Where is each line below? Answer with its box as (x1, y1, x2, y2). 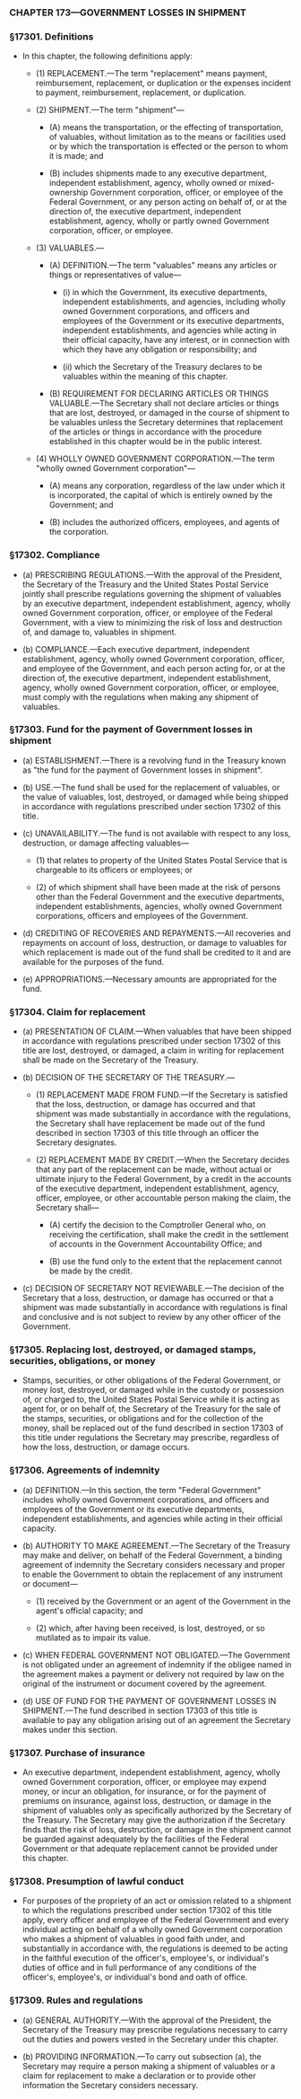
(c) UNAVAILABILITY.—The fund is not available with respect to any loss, (21, 827, 291, 838)
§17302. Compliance (9, 549, 100, 562)
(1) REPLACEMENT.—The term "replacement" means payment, (35, 68, 268, 79)
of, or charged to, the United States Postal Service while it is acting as (21, 1394, 280, 1405)
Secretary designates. (35, 1137, 118, 1148)
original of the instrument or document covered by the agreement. (21, 1678, 267, 1689)
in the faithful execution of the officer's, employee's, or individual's (21, 1953, 270, 1963)
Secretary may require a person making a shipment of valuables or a (21, 2060, 276, 2071)
